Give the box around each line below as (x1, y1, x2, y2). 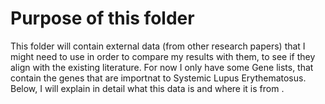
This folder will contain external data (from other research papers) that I (10, 40, 306, 52)
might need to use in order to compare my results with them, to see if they (10, 50, 316, 62)
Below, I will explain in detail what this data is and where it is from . (10, 82, 285, 94)
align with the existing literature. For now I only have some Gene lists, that (10, 61, 314, 73)
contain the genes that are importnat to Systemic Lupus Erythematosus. (10, 72, 307, 84)
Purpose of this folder (10, 7, 195, 30)
